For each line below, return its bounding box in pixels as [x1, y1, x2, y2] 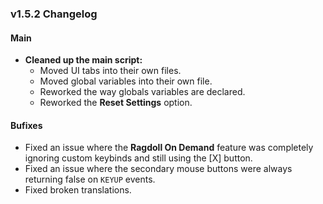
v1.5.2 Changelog [10, 7, 98, 21]
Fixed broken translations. [24, 184, 132, 196]
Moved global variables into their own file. [39, 75, 213, 87]
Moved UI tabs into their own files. [39, 65, 182, 77]
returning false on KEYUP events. [24, 173, 156, 186]
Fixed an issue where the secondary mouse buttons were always [24, 163, 293, 175]
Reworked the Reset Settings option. [39, 97, 193, 109]
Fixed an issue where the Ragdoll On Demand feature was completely [24, 142, 314, 154]
